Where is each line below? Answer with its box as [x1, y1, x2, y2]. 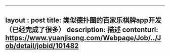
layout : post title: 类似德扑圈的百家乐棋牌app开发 [5, 16, 162, 25]
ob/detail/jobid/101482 [5, 41, 79, 50]
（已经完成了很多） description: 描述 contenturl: [5, 26, 158, 34]
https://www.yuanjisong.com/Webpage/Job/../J [5, 34, 161, 42]
